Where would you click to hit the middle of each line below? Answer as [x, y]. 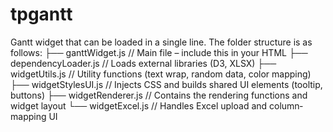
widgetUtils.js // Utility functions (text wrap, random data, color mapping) [161, 74]
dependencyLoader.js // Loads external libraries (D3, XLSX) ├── [143, 63]
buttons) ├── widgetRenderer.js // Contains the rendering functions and [159, 95]
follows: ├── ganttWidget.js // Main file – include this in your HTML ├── [159, 52]
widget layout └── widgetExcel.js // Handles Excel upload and [139, 105]
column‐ [286, 105]
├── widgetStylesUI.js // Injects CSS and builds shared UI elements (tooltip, [166, 84]
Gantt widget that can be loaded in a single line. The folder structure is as [161, 42]
